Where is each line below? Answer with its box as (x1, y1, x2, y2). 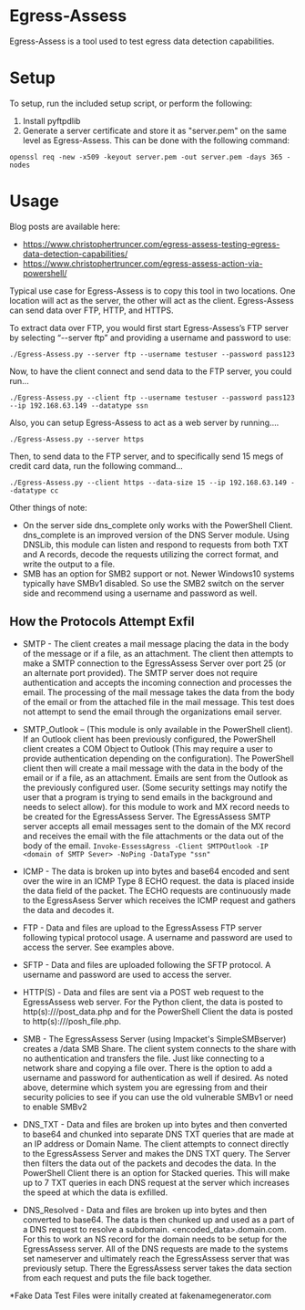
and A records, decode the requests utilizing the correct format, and (22, 548, 280, 559)
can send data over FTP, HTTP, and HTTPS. (9, 305, 175, 316)
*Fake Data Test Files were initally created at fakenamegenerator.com (9, 1290, 271, 1301)
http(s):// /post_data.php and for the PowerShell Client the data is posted (22, 1005, 294, 1017)
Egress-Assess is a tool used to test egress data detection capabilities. (9, 36, 275, 47)
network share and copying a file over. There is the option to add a (22, 1062, 273, 1073)
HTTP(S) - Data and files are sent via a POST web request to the (22, 986, 264, 997)
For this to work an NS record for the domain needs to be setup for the (22, 1233, 288, 1244)
